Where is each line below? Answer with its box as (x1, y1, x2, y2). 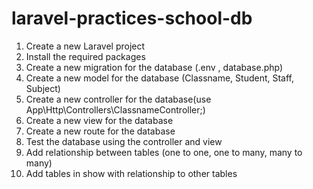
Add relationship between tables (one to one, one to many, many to (25, 146, 303, 158)
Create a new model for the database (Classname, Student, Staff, (25, 72, 295, 84)
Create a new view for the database (25, 114, 174, 126)
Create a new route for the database (25, 125, 176, 137)
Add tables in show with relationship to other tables (25, 167, 238, 179)
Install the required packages (25, 50, 146, 62)
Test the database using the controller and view (25, 135, 223, 147)
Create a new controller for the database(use (25, 93, 212, 105)
